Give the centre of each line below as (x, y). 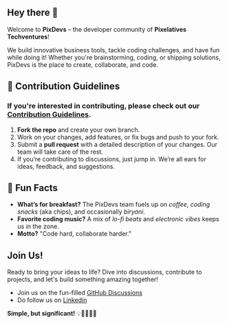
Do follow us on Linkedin (52, 300)
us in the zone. (38, 226)
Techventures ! (28, 37)
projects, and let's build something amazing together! (83, 279)
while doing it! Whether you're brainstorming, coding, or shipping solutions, (114, 57)
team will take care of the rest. (60, 152)
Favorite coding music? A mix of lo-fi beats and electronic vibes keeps (118, 219)
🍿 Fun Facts (33, 188)
